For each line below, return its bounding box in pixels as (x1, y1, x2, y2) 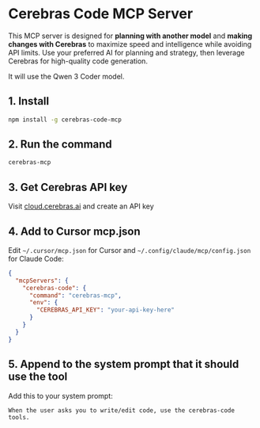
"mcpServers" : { (15, 277, 69, 285)
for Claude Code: (8, 254, 65, 263)
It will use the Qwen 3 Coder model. (8, 71, 125, 81)
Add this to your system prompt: (8, 391, 113, 400)
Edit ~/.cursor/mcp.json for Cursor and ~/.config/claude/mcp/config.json (8, 245, 251, 254)
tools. (8, 413, 30, 421)
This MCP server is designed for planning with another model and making (8, 31, 253, 40)
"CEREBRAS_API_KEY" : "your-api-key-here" (36, 306, 175, 314)
